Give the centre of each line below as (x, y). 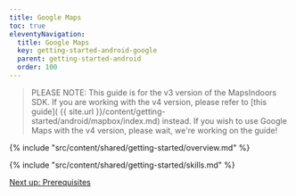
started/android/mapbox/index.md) (95, 120)
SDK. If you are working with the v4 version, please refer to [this (149, 102)
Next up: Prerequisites (50, 182)
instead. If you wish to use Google (224, 120)
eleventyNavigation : (48, 34)
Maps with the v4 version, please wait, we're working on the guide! (154, 130)
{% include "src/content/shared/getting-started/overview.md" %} (130, 147)
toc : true (28, 26)
